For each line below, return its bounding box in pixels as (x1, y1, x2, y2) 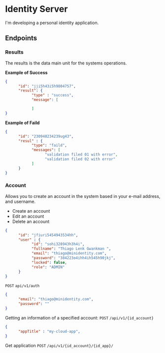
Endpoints (5, 34, 37, 42)
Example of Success (5, 69, 48, 75)
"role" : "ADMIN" (31, 264, 65, 269)
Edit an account (12, 213, 44, 219)
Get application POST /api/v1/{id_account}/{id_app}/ (5, 342, 113, 348)
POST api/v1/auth (5, 284, 40, 289)
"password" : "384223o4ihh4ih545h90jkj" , (31, 256, 116, 260)
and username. (5, 198, 36, 204)
